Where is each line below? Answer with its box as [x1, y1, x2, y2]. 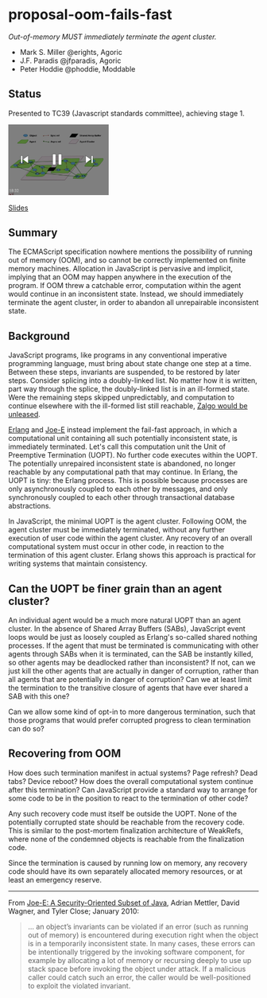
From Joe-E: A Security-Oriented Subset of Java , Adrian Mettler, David [8, 898, 240, 907]
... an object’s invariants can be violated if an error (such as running [27, 922, 249, 931]
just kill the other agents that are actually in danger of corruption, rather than [8, 666, 259, 676]
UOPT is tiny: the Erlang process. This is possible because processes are [8, 476, 248, 485]
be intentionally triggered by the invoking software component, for [27, 947, 246, 957]
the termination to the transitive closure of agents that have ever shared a [8, 683, 249, 693]
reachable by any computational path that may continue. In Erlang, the [8, 467, 238, 477]
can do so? [8, 724, 45, 734]
